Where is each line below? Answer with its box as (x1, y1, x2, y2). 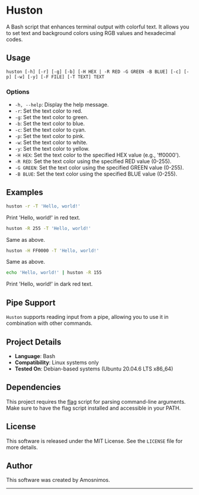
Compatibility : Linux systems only (14, 359, 99, 366)
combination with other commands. (6, 320, 93, 327)
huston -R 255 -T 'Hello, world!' (6, 225, 92, 231)
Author (6, 461, 33, 471)
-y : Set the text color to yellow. (14, 145, 90, 152)
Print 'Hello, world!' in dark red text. (6, 280, 93, 288)
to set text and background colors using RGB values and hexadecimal (6, 29, 176, 36)
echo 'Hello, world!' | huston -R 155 (6, 270, 102, 276)
